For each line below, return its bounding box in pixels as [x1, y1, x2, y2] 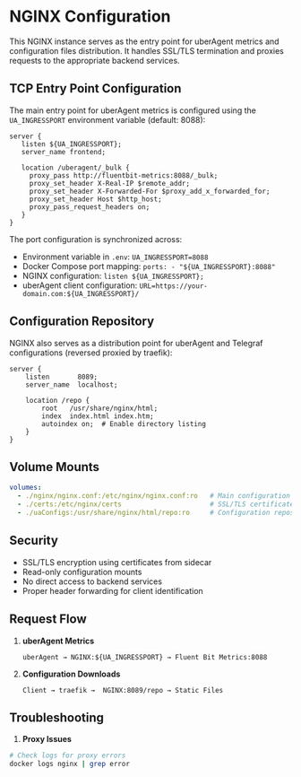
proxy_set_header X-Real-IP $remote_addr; [29, 179, 191, 188]
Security [9, 533, 58, 548]
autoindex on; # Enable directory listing [41, 419, 206, 428]
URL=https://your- [139, 281, 208, 291]
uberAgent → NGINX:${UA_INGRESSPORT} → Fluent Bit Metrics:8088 [21, 652, 268, 661]
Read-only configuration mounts [21, 566, 142, 577]
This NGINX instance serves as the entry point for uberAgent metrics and [9, 36, 279, 47]
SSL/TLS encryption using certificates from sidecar [21, 556, 212, 567]
